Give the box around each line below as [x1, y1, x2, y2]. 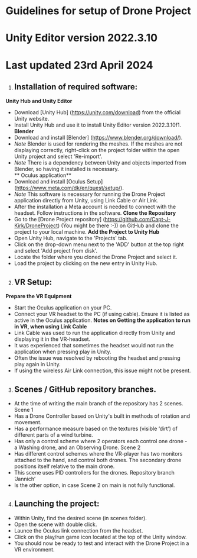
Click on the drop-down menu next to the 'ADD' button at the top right [14, 241, 184, 248]
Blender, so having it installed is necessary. [14, 166, 119, 173]
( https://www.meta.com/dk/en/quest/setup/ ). [14, 185, 124, 192]
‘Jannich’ [14, 475, 36, 482]
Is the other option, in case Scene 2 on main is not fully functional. [14, 482, 175, 489]
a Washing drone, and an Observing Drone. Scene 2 [14, 444, 141, 451]
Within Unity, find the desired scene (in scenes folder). [14, 514, 147, 521]
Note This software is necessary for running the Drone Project [14, 191, 166, 198]
